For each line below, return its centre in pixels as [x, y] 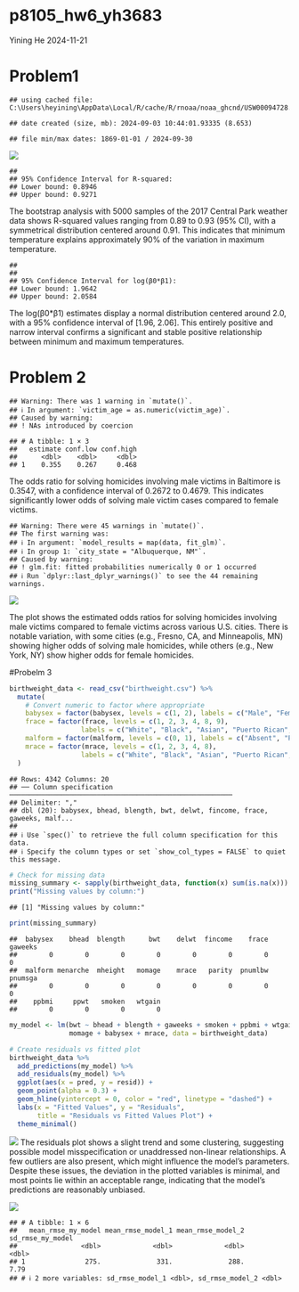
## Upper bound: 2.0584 [53, 296]
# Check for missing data [57, 875]
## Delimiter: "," [43, 803]
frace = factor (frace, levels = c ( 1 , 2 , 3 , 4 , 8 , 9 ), [127, 722]
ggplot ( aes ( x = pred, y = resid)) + [85, 1083]
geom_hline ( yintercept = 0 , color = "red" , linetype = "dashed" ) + [145, 1100]
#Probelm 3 [31, 672]
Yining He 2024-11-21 [48, 40]
